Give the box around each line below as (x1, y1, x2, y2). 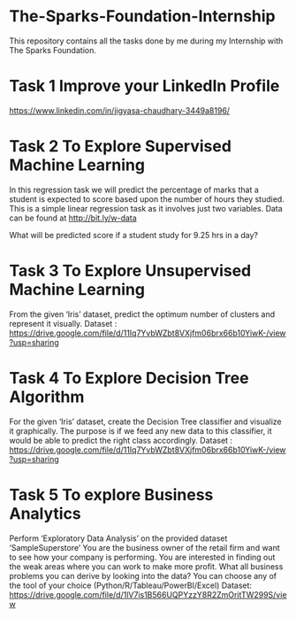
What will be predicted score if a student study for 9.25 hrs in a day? (9, 229, 259, 240)
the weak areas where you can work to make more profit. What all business (9, 560, 284, 572)
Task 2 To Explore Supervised (9, 136, 232, 157)
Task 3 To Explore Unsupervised (9, 261, 252, 281)
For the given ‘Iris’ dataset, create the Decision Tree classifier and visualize (9, 416, 282, 427)
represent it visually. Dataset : (9, 318, 118, 328)
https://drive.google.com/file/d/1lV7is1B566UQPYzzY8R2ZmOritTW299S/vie (9, 589, 287, 599)
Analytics (9, 503, 81, 523)
